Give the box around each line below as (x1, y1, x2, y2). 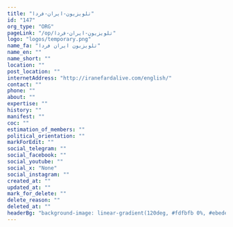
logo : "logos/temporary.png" (7, 36, 92, 43)
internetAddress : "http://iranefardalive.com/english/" (7, 74, 172, 82)
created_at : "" (7, 177, 51, 184)
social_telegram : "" (7, 145, 67, 152)
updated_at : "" (7, 184, 51, 191)
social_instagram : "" (7, 171, 70, 178)
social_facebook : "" (7, 152, 67, 159)
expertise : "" (7, 100, 49, 107)
